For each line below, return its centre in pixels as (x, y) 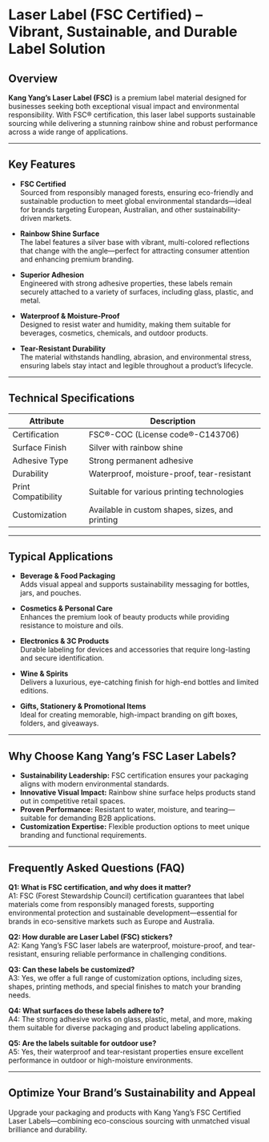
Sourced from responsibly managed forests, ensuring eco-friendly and (137, 192)
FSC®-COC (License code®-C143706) (164, 434)
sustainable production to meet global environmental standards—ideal (136, 201)
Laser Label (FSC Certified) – (105, 15)
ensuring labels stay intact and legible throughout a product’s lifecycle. (137, 365)
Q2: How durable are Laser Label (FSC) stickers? (91, 937)
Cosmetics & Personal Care (66, 608)
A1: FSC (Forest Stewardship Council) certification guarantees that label (126, 896)
